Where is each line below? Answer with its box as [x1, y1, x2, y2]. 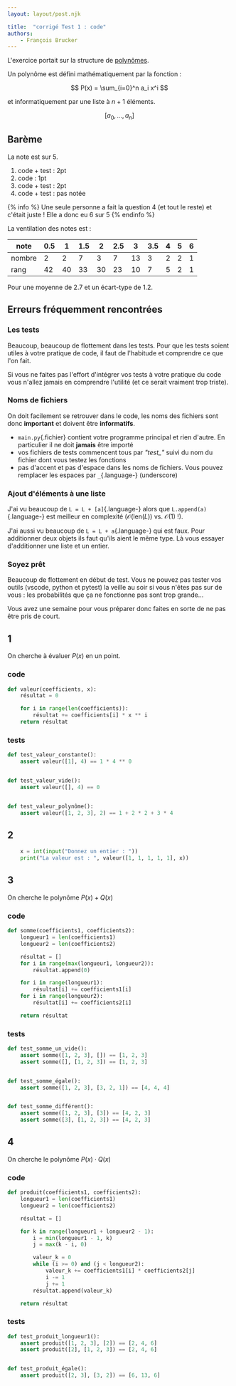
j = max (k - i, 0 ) [33, 1241, 87, 1249]
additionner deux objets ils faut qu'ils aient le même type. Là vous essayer [7, 534, 225, 543]
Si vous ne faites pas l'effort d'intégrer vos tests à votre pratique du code [7, 370, 222, 378]
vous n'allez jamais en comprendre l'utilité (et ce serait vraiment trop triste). [7, 377, 229, 386]
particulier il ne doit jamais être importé [17, 440, 134, 449]
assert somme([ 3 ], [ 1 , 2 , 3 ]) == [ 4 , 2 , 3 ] [20, 1116, 151, 1124]
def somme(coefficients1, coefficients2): [7, 927, 135, 934]
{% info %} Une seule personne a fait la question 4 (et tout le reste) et [7, 202, 212, 211]
